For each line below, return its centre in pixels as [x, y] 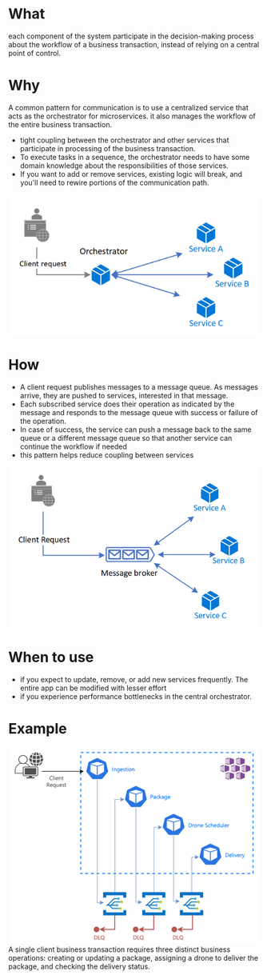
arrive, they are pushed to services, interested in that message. [124, 395]
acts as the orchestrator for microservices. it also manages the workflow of [132, 116]
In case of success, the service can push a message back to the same [135, 430]
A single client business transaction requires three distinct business [120, 949]
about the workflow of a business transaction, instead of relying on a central [134, 44]
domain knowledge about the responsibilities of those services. [124, 166]
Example [38, 729]
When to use [51, 657]
